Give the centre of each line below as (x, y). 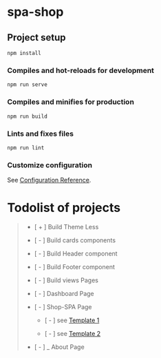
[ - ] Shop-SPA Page (63, 307)
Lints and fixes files (41, 134)
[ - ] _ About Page (59, 347)
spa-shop (35, 12)
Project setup (37, 38)
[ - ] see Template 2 (73, 334)
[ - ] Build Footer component (75, 267)
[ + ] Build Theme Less (66, 227)
